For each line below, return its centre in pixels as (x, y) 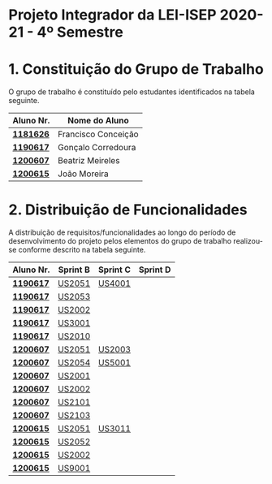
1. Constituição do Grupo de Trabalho (136, 69)
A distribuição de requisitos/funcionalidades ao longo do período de (122, 232)
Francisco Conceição (99, 134)
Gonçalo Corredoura (97, 148)
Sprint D (155, 270)
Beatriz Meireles (89, 161)
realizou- (248, 241)
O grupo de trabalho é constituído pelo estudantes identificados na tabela (132, 92)
